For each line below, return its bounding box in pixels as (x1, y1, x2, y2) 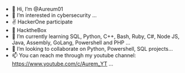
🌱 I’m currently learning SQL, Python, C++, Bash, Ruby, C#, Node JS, (11, 33, 180, 40)
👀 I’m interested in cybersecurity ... (11, 12, 97, 19)
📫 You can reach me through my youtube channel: (11, 52, 137, 58)
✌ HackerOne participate (11, 18, 73, 25)
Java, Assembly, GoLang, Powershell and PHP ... (11, 39, 131, 46)
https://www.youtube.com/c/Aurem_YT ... (11, 60, 113, 67)
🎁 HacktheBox (11, 27, 47, 33)
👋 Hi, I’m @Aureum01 (11, 6, 63, 12)
